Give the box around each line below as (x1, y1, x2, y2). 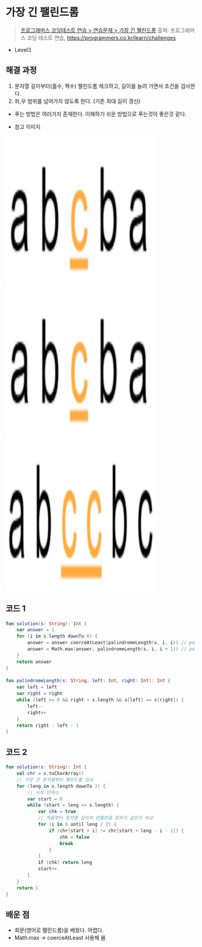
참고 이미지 (14, 123, 41, 130)
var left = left (16, 684, 58, 691)
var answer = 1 (16, 627, 55, 633)
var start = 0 (27, 796, 63, 802)
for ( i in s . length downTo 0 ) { (16, 633, 98, 639)
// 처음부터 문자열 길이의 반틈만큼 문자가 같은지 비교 (37, 815, 154, 821)
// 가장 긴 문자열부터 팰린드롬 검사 (16, 776, 93, 783)
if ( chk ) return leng (37, 860, 93, 866)
